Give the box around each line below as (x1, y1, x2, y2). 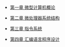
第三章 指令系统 (9, 25, 42, 31)
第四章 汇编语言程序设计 (9, 36, 60, 42)
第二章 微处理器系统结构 (9, 15, 60, 21)
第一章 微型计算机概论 (9, 4, 55, 10)
